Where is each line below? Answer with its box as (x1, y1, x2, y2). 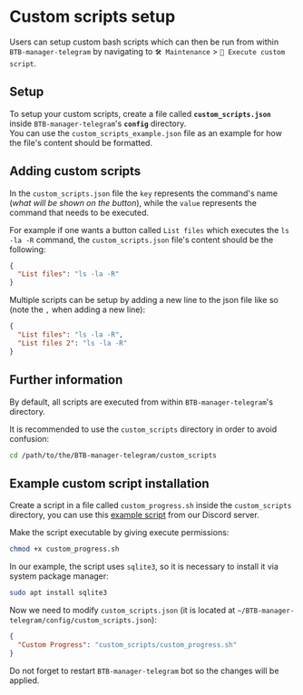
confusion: (9, 433, 50, 444)
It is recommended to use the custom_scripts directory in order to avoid (9, 424, 278, 435)
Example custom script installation (9, 475, 210, 491)
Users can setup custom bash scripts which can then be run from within (9, 36, 279, 47)
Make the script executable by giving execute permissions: (9, 527, 230, 538)
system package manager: (9, 571, 109, 582)
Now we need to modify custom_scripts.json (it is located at (9, 604, 236, 615)
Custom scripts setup (9, 6, 176, 27)
